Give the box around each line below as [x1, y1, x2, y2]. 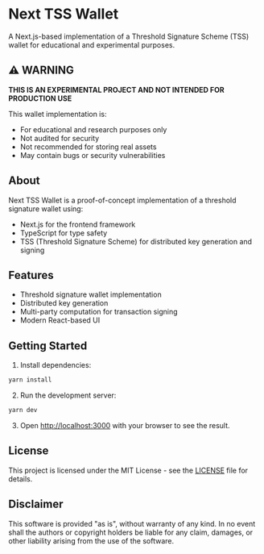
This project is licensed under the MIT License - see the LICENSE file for [8, 465, 248, 475]
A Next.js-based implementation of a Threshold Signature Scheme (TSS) [8, 31, 250, 41]
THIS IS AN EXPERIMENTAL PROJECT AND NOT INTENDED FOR [8, 85, 225, 94]
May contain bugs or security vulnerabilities [19, 150, 166, 160]
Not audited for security [19, 133, 100, 143]
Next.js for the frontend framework [19, 219, 136, 229]
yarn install [8, 376, 52, 384]
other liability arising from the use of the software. [8, 535, 175, 545]
